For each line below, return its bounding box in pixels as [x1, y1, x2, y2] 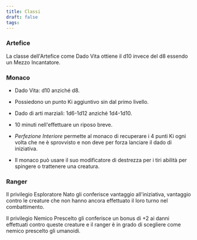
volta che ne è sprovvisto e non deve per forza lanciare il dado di [14, 139, 172, 146]
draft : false [6, 14, 38, 20]
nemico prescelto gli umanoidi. [6, 228, 81, 235]
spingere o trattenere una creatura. [14, 163, 100, 170]
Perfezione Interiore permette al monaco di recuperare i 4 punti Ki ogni [14, 132, 186, 139]
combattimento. [6, 203, 45, 211]
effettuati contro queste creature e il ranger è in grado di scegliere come [6, 221, 181, 228]
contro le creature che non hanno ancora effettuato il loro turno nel [6, 197, 168, 204]
